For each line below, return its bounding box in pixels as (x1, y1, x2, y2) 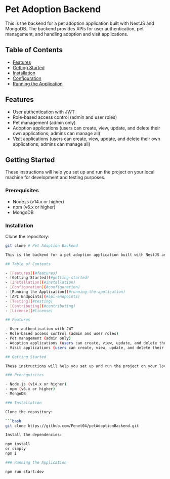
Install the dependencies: (5, 432, 62, 438)
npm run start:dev (5, 469, 44, 474)
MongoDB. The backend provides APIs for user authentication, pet (5, 25, 144, 31)
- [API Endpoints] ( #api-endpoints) (5, 294, 80, 299)
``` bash (5, 418, 22, 423)
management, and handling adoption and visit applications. (5, 31, 129, 37)
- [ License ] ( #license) (5, 308, 53, 313)
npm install (5, 442, 30, 447)
